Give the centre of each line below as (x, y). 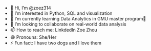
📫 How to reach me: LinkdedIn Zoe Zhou (53, 30)
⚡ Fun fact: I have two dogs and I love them (56, 43)
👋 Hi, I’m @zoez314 (30, 8)
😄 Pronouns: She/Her (33, 37)
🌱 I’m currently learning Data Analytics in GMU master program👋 (78, 19)
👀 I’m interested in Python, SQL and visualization (61, 13)
